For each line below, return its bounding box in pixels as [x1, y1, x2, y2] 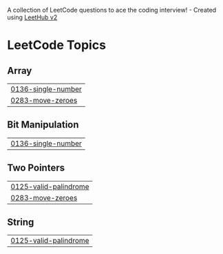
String [7, 217, 34, 228]
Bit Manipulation [7, 119, 79, 130]
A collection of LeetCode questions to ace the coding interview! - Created [7, 6, 217, 14]
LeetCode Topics [7, 37, 107, 53]
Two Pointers [7, 162, 65, 174]
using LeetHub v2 [7, 13, 58, 21]
